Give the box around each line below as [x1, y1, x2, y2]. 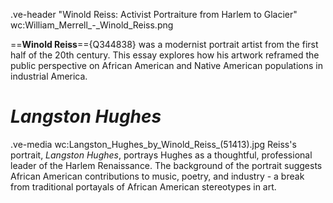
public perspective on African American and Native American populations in [10, 60, 323, 71]
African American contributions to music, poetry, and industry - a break [10, 170, 305, 182]
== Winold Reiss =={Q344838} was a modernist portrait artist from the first [10, 39, 319, 50]
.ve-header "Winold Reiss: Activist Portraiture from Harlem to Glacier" [10, 9, 298, 20]
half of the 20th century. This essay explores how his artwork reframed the [10, 49, 320, 61]
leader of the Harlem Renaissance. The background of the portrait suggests [10, 159, 323, 171]
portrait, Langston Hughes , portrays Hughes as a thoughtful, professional [10, 149, 313, 161]
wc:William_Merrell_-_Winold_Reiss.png [10, 19, 174, 31]
